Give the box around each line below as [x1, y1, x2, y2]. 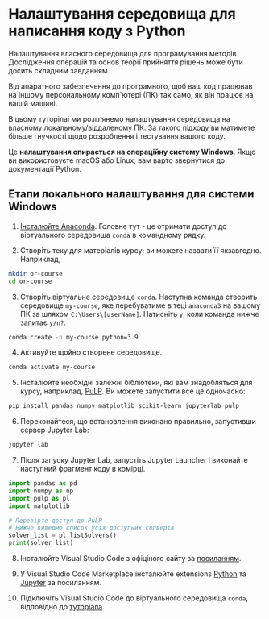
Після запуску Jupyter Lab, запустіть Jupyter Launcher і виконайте [19, 455, 248, 464]
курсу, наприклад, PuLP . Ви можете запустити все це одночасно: [19, 386, 246, 396]
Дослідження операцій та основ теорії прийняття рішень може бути [8, 57, 244, 67]
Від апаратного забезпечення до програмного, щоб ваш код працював [8, 81, 253, 91]
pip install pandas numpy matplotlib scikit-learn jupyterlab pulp [8, 402, 240, 410]
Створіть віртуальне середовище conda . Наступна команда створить [19, 292, 258, 301]
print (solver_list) [8, 539, 74, 547]
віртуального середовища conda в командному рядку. [19, 230, 206, 239]
